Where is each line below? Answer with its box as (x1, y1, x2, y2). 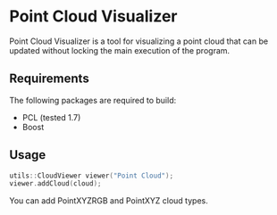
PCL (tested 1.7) (21, 112, 81, 122)
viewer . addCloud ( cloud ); (9, 179, 102, 188)
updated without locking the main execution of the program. (9, 45, 231, 55)
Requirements (9, 71, 89, 87)
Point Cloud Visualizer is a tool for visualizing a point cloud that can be (9, 36, 269, 46)
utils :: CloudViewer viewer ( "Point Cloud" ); (9, 171, 174, 180)
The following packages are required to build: (9, 95, 177, 105)
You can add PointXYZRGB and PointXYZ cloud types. (9, 195, 208, 206)
